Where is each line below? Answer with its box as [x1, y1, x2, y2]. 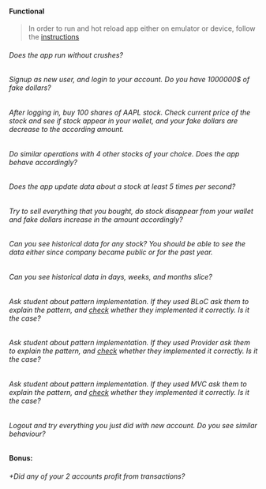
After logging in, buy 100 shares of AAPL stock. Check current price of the [9, 107, 251, 118]
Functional [9, 6, 45, 16]
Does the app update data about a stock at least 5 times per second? [9, 182, 236, 191]
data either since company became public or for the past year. [9, 247, 213, 257]
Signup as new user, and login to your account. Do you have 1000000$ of [9, 75, 250, 85]
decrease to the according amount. [9, 125, 125, 134]
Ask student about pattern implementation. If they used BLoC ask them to [9, 296, 249, 306]
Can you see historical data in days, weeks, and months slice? [9, 273, 212, 282]
